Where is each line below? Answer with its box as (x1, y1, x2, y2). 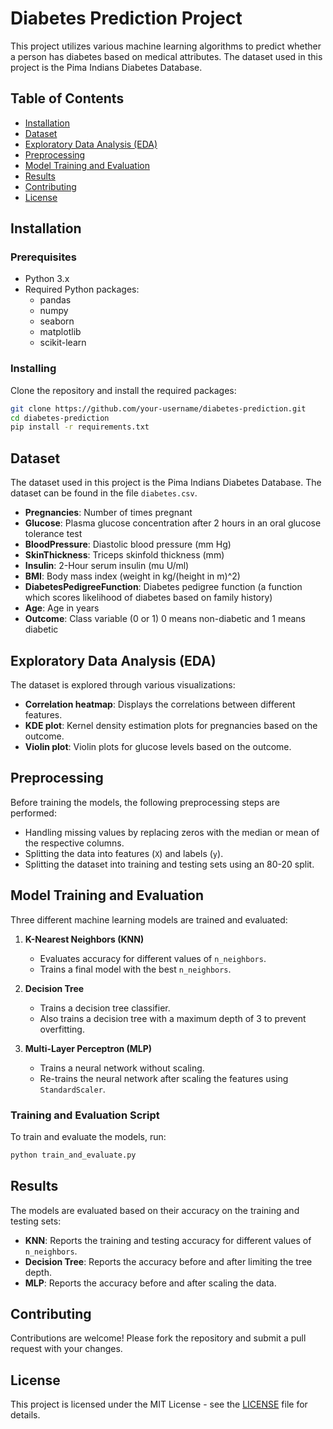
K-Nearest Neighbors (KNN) (24, 933, 145, 945)
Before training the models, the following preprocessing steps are (10, 796, 280, 808)
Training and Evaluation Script (10, 1108, 160, 1122)
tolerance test (24, 528, 83, 540)
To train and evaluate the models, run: (10, 1130, 167, 1142)
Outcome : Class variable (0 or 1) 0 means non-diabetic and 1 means (24, 613, 306, 625)
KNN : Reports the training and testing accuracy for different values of (24, 1234, 312, 1246)
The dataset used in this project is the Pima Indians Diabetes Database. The (10, 477, 322, 489)
